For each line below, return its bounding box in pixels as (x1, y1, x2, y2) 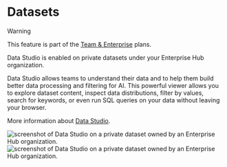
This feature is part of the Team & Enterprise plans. (7, 40, 152, 48)
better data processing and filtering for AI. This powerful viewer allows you (7, 81, 219, 89)
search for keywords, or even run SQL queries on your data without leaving (7, 96, 220, 104)
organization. (7, 60, 45, 69)
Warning (7, 27, 31, 35)
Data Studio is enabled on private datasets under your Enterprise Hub (7, 53, 204, 62)
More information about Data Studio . (7, 116, 111, 124)
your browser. (7, 103, 47, 111)
